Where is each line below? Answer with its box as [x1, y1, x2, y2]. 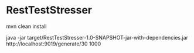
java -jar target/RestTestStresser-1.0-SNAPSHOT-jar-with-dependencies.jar [6, 34, 189, 41]
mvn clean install [6, 23, 47, 30]
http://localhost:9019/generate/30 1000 [6, 40, 101, 47]
